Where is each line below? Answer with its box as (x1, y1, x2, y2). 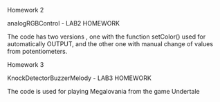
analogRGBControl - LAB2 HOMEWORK (7, 19, 120, 27)
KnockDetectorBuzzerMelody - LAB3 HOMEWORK (7, 74, 152, 82)
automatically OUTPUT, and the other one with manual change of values (7, 40, 213, 48)
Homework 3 (7, 61, 44, 68)
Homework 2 (7, 6, 44, 14)
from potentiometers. (7, 48, 68, 55)
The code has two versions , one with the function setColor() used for (7, 32, 206, 41)
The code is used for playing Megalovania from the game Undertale (7, 88, 201, 95)
